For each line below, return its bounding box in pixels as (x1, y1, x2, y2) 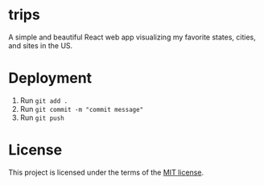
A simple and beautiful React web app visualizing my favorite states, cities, (8, 32, 256, 42)
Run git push (19, 113, 64, 122)
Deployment (8, 69, 93, 88)
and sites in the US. (8, 40, 73, 50)
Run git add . (19, 95, 68, 105)
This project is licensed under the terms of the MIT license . (8, 167, 204, 177)
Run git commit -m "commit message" (19, 104, 144, 113)
